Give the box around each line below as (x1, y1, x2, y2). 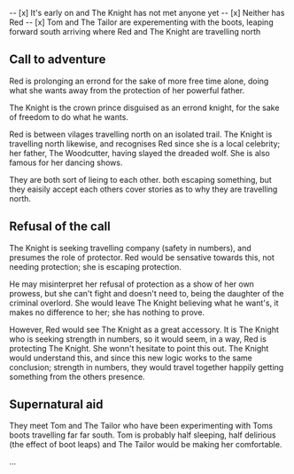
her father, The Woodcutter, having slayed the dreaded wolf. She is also (9, 147, 270, 158)
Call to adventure (9, 52, 106, 67)
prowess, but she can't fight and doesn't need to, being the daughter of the (9, 288, 284, 298)
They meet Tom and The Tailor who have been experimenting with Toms (9, 421, 273, 431)
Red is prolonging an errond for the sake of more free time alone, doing (9, 75, 269, 86)
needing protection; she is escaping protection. (9, 261, 182, 272)
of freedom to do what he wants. (9, 111, 128, 122)
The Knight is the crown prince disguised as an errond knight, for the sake (9, 102, 280, 113)
